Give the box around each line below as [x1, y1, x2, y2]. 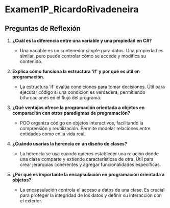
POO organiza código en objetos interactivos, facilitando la [19, 120, 143, 126]
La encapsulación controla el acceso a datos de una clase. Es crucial [19, 187, 165, 193]
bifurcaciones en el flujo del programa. [19, 95, 102, 100]
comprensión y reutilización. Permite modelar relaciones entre [19, 126, 151, 131]
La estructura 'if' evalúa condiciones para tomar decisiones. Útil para [19, 84, 165, 90]
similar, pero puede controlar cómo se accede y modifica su [19, 53, 147, 59]
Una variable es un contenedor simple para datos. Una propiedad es [19, 48, 164, 53]
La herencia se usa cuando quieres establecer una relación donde [19, 151, 159, 157]
